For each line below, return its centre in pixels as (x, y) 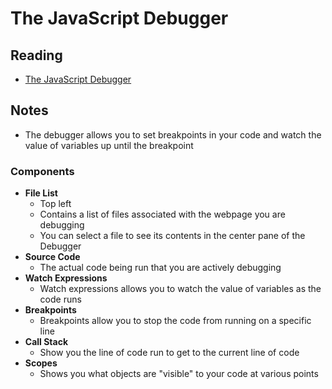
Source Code (52, 257)
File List (41, 193)
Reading (36, 55)
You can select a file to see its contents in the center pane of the (172, 236)
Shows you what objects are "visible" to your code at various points (179, 374)
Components (42, 171)
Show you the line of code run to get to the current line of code (169, 353)
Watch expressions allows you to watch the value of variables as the (180, 289)
